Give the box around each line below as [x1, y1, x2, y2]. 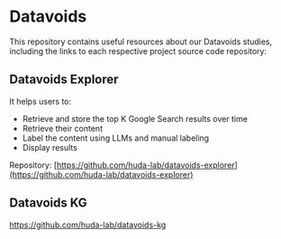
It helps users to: [9, 96, 72, 106]
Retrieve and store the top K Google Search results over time [22, 113, 248, 124]
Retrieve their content [22, 123, 104, 133]
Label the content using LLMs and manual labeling [22, 133, 210, 143]
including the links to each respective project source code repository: [9, 45, 267, 56]
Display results [22, 142, 78, 152]
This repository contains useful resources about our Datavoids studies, [9, 36, 273, 47]
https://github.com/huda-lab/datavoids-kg [9, 219, 167, 230]
